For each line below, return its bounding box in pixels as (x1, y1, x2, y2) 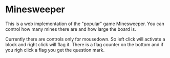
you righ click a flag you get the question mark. (5, 47, 105, 53)
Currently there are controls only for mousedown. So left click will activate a (5, 36, 165, 42)
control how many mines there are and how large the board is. (5, 26, 137, 32)
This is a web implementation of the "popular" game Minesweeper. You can (5, 21, 165, 27)
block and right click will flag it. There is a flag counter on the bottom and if (5, 41, 164, 47)
